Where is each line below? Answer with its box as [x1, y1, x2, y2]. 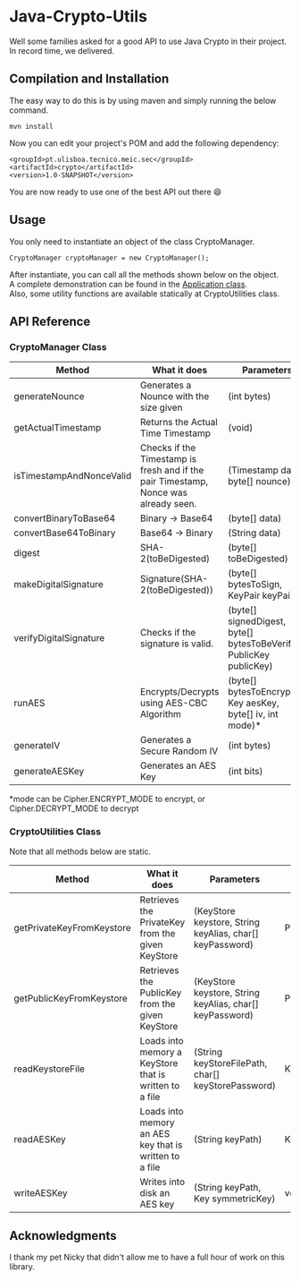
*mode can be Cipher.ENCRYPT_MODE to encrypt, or [9, 794, 205, 805]
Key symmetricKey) [193, 1192, 276, 1205]
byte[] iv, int [227, 708, 279, 721]
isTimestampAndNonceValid [13, 470, 132, 483]
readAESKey [13, 1132, 67, 1145]
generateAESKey [13, 765, 85, 778]
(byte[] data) [227, 512, 282, 525]
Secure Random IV [139, 745, 219, 757]
